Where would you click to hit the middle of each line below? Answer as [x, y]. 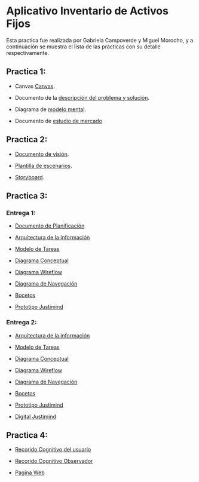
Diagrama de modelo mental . [50, 109]
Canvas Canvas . [35, 86]
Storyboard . [30, 177]
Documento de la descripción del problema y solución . [82, 97]
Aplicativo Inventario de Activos [88, 11]
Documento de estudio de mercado [59, 121]
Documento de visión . [42, 154]
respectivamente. [28, 53]
